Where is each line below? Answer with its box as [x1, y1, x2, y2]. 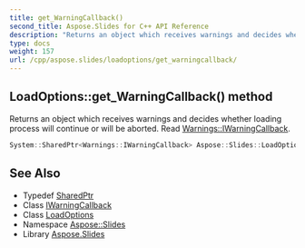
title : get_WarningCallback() [9, 13, 124, 23]
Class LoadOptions [22, 209, 94, 220]
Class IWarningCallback [22, 199, 112, 210]
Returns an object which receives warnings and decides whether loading [9, 113, 282, 124]
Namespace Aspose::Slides [22, 219, 126, 230]
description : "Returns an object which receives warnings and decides [9, 30, 282, 39]
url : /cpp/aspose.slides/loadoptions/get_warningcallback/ [9, 55, 238, 64]
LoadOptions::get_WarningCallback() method [9, 89, 273, 104]
